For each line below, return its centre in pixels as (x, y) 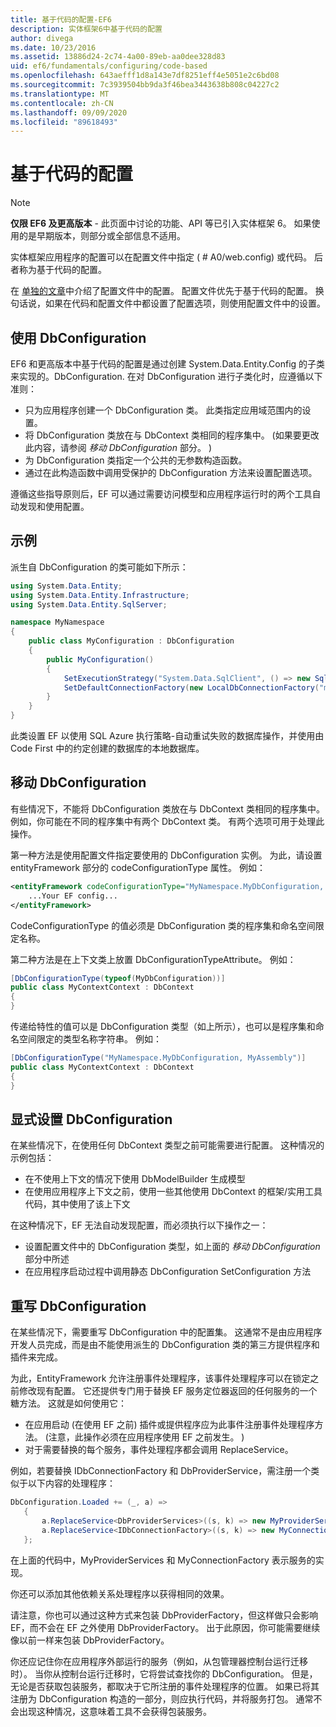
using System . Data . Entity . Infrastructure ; (100, 595)
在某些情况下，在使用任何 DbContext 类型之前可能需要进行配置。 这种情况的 (167, 1145)
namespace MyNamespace (57, 622)
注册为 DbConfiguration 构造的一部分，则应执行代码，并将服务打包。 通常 (162, 1698)
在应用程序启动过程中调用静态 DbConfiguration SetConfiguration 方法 (168, 1272)
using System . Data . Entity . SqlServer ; (89, 604)
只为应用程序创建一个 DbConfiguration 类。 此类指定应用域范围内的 (163, 410)
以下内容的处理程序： (71, 1483)
